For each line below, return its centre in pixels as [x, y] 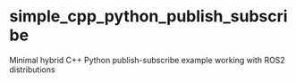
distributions [32, 70]
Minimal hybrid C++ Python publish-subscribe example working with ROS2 [148, 60]
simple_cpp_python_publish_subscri [148, 16]
